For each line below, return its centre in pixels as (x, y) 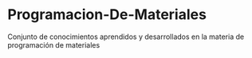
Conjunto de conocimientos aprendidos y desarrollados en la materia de (126, 37)
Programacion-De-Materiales (107, 15)
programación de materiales (54, 44)
